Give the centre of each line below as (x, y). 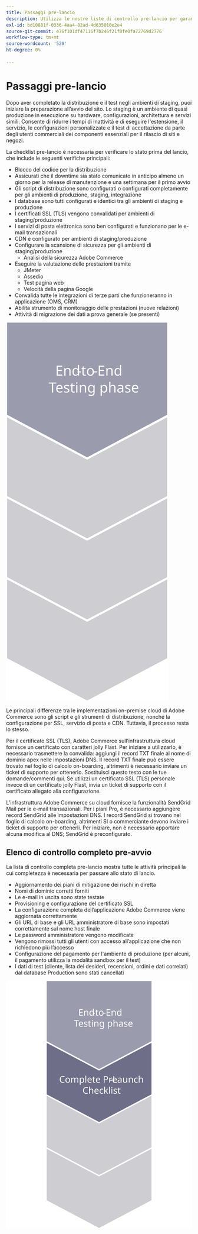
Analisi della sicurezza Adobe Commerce (73, 257)
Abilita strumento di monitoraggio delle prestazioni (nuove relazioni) (97, 308)
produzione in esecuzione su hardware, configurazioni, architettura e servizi (99, 115)
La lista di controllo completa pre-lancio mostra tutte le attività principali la (96, 867)
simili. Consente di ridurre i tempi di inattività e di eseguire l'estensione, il (95, 121)
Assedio (33, 276)
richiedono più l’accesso (44, 947)
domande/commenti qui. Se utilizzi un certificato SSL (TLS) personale (91, 778)
